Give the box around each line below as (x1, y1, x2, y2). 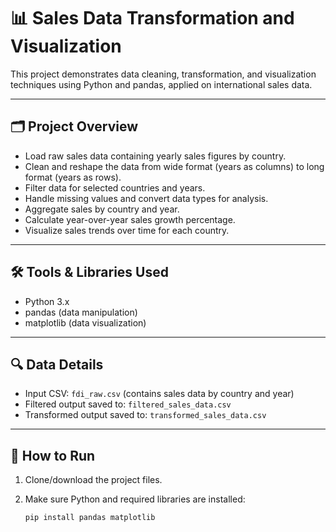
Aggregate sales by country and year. (24, 203, 180, 215)
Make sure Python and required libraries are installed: (24, 493, 246, 505)
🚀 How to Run (10, 447, 96, 464)
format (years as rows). (24, 171, 122, 183)
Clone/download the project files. (24, 474, 163, 486)
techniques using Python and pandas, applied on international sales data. (10, 78, 313, 90)
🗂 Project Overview (10, 118, 139, 135)
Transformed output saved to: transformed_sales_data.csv (24, 409, 267, 421)
